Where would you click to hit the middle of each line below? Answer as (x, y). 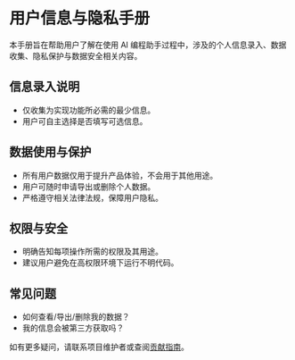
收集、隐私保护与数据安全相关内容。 (76, 55)
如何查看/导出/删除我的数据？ (76, 317)
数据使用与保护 (50, 152)
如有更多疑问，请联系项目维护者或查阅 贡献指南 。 (99, 347)
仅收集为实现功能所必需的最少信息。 (89, 110)
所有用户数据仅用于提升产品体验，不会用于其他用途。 (120, 175)
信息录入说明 (45, 87)
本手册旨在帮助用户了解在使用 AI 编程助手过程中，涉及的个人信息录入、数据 (148, 45)
